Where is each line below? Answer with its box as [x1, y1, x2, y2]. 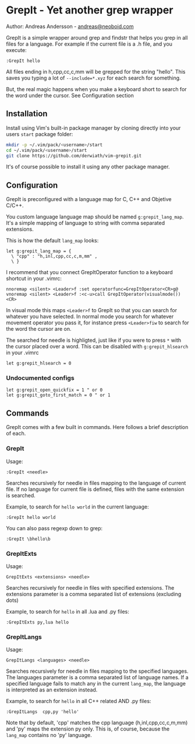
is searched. [6, 492, 36, 499]
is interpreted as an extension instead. [6, 686, 98, 693]
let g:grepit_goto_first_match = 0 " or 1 [6, 392, 111, 398]
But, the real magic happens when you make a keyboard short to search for [6, 85, 187, 92]
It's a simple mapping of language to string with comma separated [6, 220, 165, 227]
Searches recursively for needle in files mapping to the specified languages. [6, 667, 189, 675]
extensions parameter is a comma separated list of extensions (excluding [6, 590, 182, 597]
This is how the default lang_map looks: [6, 237, 99, 244]
